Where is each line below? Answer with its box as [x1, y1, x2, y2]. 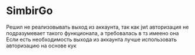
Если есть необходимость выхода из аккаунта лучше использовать [6, 36, 177, 43]
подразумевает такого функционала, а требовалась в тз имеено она [6, 29, 179, 36]
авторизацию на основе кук [6, 42, 77, 49]
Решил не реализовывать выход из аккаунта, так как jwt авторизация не [6, 23, 189, 30]
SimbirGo [6, 4, 53, 18]
